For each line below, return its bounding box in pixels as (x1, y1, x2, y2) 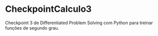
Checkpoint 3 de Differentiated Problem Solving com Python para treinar (5, 20, 154, 26)
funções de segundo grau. (5, 25, 59, 31)
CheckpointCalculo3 (5, 3, 92, 15)
